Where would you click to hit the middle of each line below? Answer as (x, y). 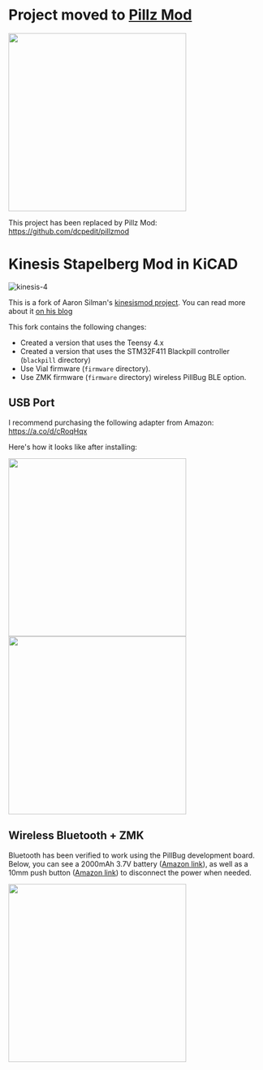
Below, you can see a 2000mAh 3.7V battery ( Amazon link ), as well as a (129, 863)
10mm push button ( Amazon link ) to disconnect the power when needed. (130, 872)
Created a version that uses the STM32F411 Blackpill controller (125, 351)
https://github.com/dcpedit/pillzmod (69, 231)
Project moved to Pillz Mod (100, 15)
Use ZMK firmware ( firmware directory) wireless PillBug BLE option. (133, 377)
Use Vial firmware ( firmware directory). (85, 369)
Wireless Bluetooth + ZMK (76, 836)
